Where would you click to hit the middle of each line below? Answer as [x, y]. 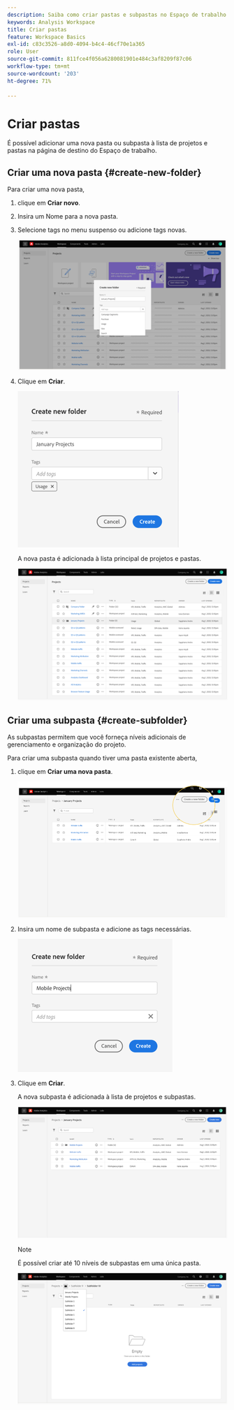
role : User [23, 52]
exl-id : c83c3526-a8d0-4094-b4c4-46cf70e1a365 [76, 44]
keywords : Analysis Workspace [51, 22]
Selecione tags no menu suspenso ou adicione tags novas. [102, 230]
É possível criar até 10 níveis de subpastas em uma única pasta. [109, 1263]
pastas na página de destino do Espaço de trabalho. [82, 151]
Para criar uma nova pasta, [46, 189]
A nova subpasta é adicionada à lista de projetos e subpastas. [107, 1097]
